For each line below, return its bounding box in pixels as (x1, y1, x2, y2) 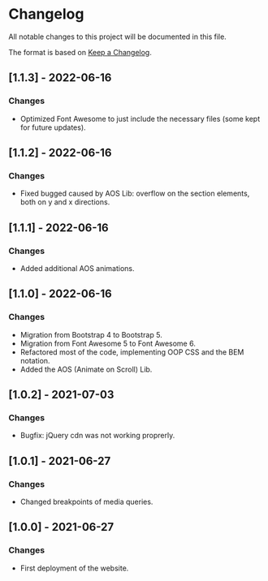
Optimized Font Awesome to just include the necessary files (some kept (19, 114, 261, 123)
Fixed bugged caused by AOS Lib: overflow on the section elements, (19, 188, 250, 199)
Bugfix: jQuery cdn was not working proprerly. (19, 431, 175, 441)
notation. (19, 355, 50, 365)
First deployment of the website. (19, 563, 129, 573)
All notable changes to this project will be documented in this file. (8, 32, 227, 41)
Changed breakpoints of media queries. (19, 497, 153, 507)
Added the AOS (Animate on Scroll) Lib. (19, 364, 153, 374)
